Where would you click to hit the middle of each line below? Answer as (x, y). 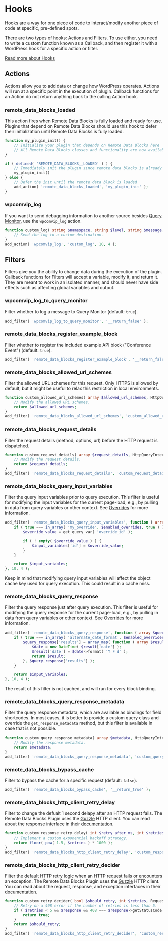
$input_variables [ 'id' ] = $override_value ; (78, 546)
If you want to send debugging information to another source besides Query (84, 215)
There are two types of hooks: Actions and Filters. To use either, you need (81, 38)
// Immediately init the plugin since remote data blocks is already (88, 168)
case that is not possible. (31, 728)
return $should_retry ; (38, 924)
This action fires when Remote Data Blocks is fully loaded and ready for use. (84, 121)
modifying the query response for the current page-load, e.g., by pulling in (82, 613)
